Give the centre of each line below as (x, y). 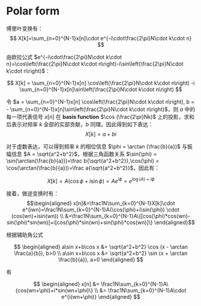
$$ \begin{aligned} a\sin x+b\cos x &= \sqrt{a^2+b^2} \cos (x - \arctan (101, 246)
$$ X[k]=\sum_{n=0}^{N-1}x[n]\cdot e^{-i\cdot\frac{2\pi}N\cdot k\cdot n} (101, 38)
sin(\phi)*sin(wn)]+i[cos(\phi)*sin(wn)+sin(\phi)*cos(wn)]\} (80, 222)
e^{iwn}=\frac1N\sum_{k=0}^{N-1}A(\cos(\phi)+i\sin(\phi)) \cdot (101, 209)
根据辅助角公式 (25, 234)
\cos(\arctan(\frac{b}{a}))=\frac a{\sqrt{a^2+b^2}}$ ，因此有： (83, 168)
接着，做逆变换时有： (32, 193)
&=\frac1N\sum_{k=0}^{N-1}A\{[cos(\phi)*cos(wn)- (128, 216)
